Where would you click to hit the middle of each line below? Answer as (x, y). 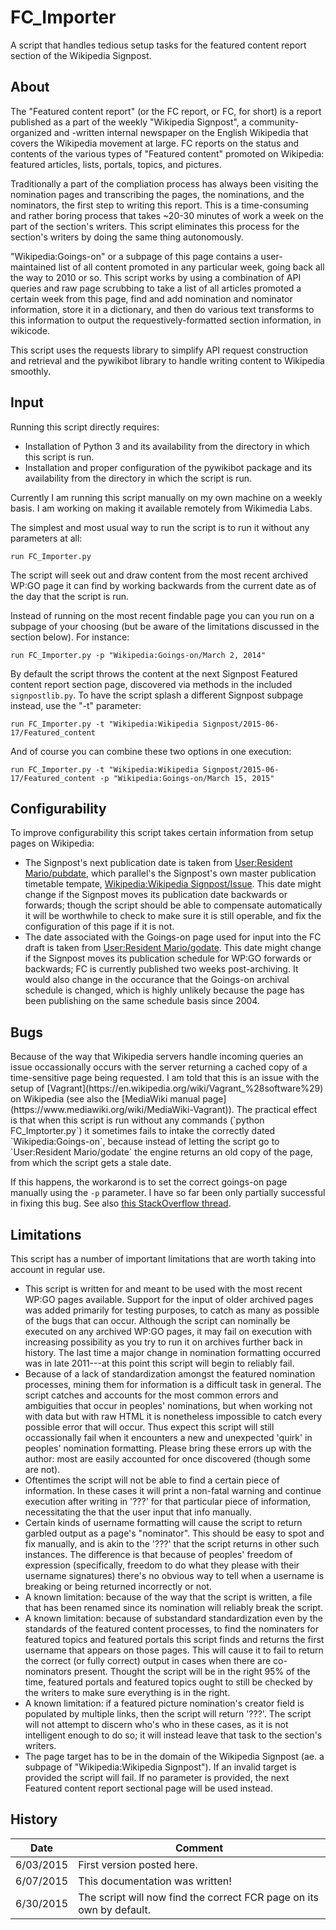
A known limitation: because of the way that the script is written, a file (168, 1597)
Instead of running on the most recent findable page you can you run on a (162, 615)
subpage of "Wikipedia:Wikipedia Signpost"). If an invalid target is (160, 1767)
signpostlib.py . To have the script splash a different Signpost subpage (157, 695)
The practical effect (277, 1110)
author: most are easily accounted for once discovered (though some (167, 1459)
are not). (42, 1469)
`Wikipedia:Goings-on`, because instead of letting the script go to (145, 1142)
